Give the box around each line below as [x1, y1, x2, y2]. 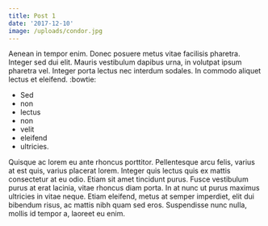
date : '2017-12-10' [8, 19, 74, 27]
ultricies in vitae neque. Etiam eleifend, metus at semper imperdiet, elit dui [8, 191, 254, 202]
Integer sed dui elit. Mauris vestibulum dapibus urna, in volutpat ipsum [8, 57, 242, 67]
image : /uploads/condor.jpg [8, 27, 103, 35]
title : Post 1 [8, 11, 57, 20]
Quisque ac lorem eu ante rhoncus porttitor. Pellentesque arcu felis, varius [8, 157, 256, 167]
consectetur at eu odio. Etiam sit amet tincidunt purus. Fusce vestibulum [8, 174, 249, 184]
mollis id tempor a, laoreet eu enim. [8, 209, 125, 219]
